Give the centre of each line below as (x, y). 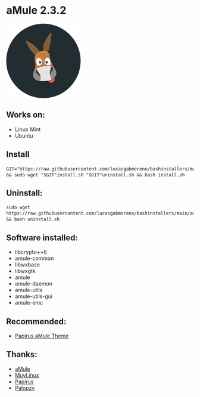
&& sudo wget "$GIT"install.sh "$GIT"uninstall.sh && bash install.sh (96, 175)
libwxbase (27, 265)
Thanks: (22, 354)
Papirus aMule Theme (42, 336)
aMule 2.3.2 (36, 10)
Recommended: (36, 322)
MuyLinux (27, 375)
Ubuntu (24, 135)
